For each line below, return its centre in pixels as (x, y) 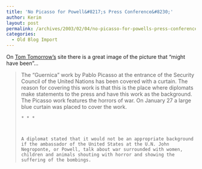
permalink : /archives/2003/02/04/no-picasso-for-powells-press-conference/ (103, 29)
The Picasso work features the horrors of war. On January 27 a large (106, 100)
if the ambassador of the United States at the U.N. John (95, 144)
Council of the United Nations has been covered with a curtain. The (104, 81)
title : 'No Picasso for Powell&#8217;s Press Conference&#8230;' (90, 12)
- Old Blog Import (35, 40)
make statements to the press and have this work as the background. (106, 94)
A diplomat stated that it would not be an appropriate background (107, 139)
